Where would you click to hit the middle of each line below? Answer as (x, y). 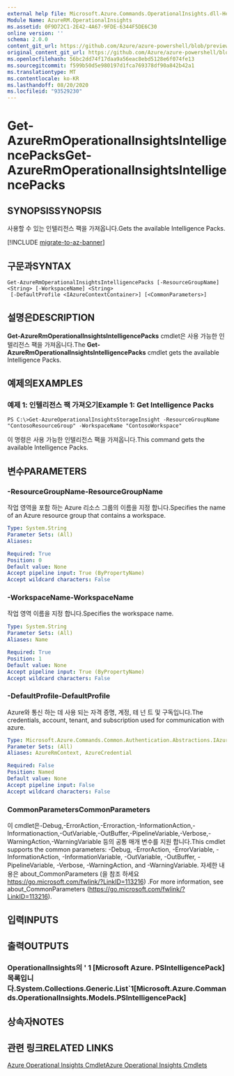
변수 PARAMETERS (47, 471)
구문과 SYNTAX (39, 266)
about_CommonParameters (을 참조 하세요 (79, 874)
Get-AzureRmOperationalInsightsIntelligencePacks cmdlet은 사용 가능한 (112, 336)
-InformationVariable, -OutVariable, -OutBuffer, (129, 857)
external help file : (37, 14)
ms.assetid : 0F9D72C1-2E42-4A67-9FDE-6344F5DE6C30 (82, 26)
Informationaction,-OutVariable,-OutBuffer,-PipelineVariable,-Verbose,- (109, 833)
